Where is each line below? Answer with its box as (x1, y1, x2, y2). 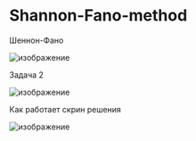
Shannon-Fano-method (9, 5, 188, 26)
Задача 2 (9, 69, 45, 80)
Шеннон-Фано (9, 35, 64, 46)
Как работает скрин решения (9, 104, 122, 114)
